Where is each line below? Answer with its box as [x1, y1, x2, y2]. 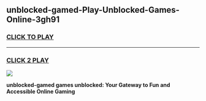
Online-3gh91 [6, 15, 60, 25]
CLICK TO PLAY [6, 33, 54, 42]
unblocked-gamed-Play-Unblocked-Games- [6, 5, 180, 15]
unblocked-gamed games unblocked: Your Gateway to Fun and [6, 81, 170, 88]
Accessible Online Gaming [6, 88, 75, 95]
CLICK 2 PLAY [6, 56, 49, 64]
